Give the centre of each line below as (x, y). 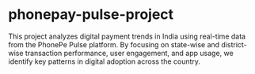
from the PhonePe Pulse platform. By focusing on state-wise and (114, 44)
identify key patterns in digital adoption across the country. (104, 61)
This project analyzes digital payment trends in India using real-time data (127, 36)
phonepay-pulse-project (91, 15)
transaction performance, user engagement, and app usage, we (129, 53)
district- (234, 44)
